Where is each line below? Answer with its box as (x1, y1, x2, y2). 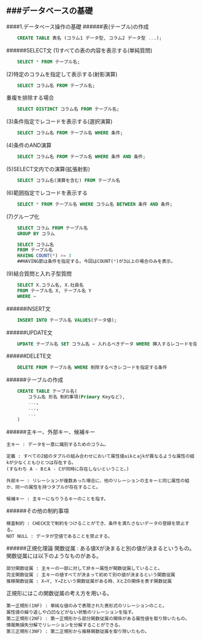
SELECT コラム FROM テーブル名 (17, 225, 88, 231)
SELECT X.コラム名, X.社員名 (17, 282, 84, 288)
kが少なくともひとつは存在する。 (6, 459, 77, 465)
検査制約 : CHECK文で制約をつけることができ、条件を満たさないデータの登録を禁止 (6, 520, 185, 526)
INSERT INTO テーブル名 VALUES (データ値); (17, 317, 117, 323)
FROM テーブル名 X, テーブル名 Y (17, 288, 92, 294)
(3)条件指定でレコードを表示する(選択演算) (6, 118, 113, 125)
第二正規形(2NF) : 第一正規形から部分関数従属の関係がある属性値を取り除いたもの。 (6, 615, 190, 621)
